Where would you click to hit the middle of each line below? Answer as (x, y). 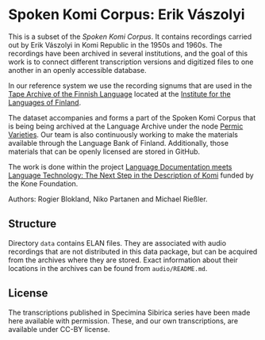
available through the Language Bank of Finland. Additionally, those (118, 143)
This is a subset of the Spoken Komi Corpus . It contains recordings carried (130, 36)
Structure (33, 224)
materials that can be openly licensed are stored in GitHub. (104, 151)
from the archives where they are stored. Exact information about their (123, 260)
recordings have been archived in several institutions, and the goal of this (128, 53)
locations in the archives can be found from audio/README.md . (108, 268)
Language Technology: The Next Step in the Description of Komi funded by (131, 175)
